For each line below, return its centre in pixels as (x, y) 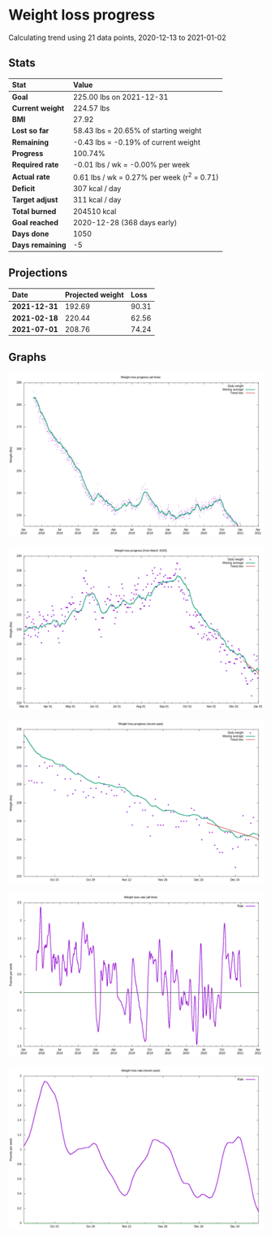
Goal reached (35, 222)
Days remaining (39, 245)
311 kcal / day (97, 200)
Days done (30, 234)
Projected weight (94, 295)
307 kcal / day (97, 189)
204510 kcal (95, 211)
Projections (38, 273)
